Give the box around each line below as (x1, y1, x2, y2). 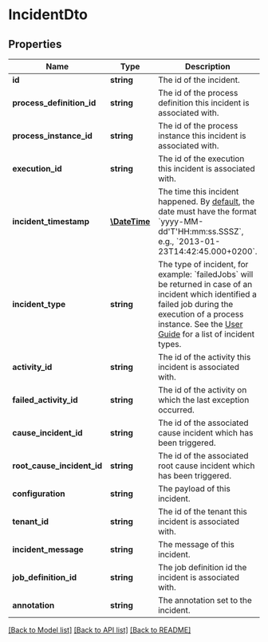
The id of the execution (158, 153, 245, 164)
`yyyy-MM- (158, 216, 204, 226)
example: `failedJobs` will (158, 269, 254, 280)
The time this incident (158, 186, 239, 197)
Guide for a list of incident (158, 329, 255, 340)
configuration (12, 488, 65, 499)
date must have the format (158, 206, 257, 217)
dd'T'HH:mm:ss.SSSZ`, (158, 226, 244, 237)
